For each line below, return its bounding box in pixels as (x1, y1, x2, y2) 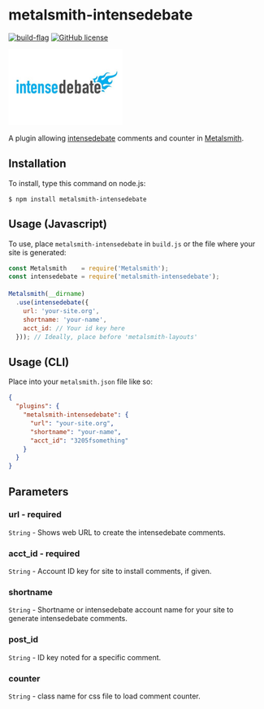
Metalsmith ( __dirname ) (8, 290, 85, 298)
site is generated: (8, 247, 67, 257)
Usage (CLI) (8, 355, 70, 369)
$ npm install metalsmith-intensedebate (8, 195, 148, 203)
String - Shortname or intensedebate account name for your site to (8, 605, 234, 615)
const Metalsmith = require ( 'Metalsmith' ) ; (8, 264, 169, 272)
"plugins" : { (15, 402, 60, 411)
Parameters (8, 485, 69, 498)
